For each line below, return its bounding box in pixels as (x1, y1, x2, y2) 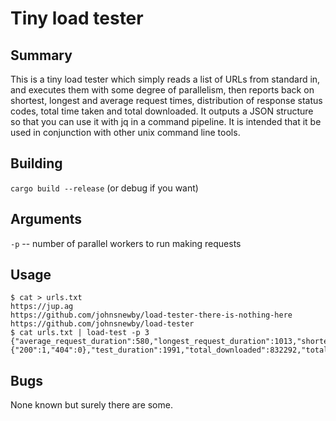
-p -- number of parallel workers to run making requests (10, 237, 242, 249)
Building (10, 155, 63, 172)
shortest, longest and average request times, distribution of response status (10, 95, 323, 106)
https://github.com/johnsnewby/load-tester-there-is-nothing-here (10, 310, 293, 321)
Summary (10, 47, 73, 64)
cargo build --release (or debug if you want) (10, 182, 199, 194)
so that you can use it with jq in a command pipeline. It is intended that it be (10, 116, 322, 127)
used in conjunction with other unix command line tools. (10, 127, 241, 138)
